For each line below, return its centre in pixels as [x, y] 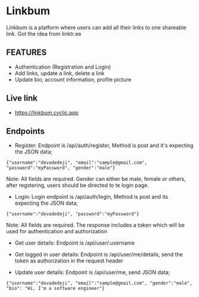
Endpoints [26, 131]
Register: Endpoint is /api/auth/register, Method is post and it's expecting [104, 146]
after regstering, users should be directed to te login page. [78, 185]
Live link [22, 99]
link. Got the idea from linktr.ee [44, 33]
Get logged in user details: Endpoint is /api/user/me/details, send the [99, 255]
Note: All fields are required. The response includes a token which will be [96, 225]
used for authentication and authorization [57, 232]
